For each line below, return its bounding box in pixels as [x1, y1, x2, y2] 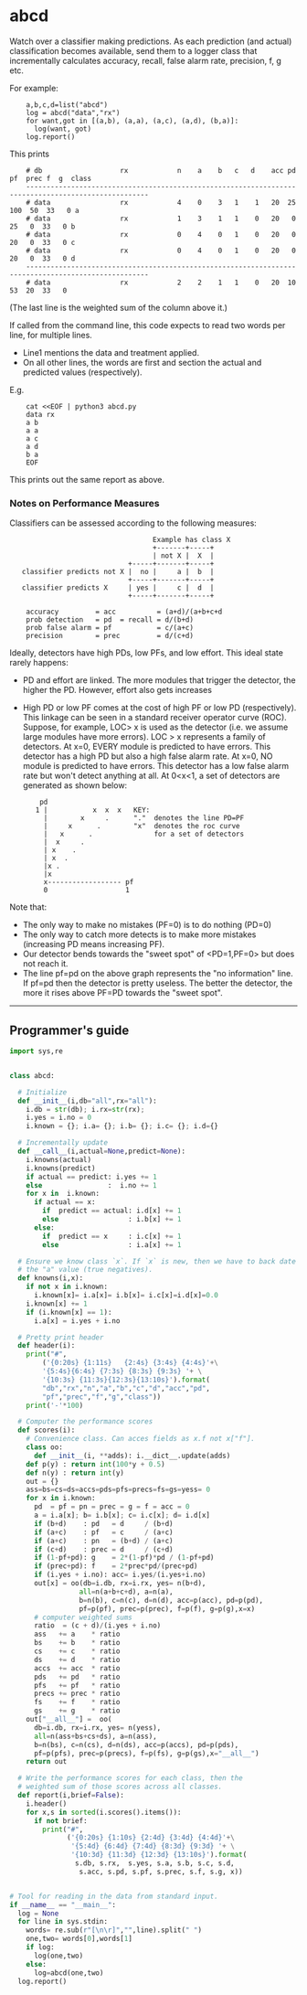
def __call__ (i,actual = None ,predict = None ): [17, 1147, 185, 1157]
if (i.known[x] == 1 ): [26, 1307, 112, 1317]
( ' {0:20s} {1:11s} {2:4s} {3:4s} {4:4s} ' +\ [42, 1359, 219, 1368]
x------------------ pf [43, 878, 134, 887]
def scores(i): [17, 1425, 76, 1435]
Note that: [9, 901, 48, 912]
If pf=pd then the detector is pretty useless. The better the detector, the [22, 977, 293, 988]
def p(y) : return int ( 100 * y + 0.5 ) [26, 1459, 166, 1468]
